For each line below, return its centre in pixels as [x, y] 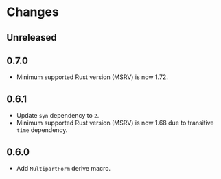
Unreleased [32, 38]
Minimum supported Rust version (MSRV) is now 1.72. [92, 77]
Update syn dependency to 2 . [58, 116]
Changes [33, 12]
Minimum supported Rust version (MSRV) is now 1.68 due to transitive [115, 123]
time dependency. [42, 130]
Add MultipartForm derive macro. [63, 169]
